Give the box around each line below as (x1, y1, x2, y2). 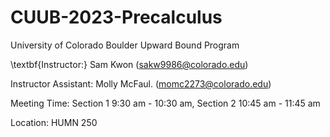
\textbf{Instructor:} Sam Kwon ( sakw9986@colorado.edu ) (10, 58, 249, 70)
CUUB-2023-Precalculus (10, 6, 223, 29)
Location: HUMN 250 (10, 116, 98, 128)
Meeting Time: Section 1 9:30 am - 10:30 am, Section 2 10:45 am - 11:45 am (10, 97, 321, 109)
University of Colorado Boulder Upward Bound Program (10, 39, 240, 51)
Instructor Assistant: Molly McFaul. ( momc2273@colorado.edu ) (10, 77, 272, 90)
